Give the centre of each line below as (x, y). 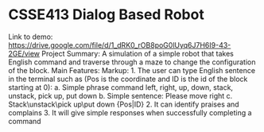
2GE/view (24, 53)
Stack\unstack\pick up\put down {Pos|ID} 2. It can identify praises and (124, 104)
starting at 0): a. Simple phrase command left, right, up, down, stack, (120, 87)
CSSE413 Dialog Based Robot (106, 15)
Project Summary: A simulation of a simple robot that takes (138, 53)
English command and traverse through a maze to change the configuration (132, 62)
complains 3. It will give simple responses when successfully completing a (130, 112)
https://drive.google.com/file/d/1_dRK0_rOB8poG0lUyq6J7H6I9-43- (120, 45)
